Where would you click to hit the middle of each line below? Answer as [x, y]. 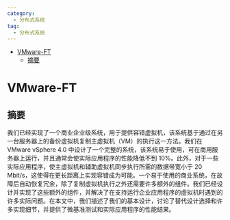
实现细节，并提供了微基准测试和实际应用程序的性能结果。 [94, 210]
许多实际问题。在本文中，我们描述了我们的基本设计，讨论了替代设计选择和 [112, 201]
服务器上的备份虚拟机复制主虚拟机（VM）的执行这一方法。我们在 [111, 141]
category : [21, 13]
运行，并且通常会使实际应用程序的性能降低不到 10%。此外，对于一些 [122, 159]
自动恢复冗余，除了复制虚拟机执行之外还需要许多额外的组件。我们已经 [118, 184]
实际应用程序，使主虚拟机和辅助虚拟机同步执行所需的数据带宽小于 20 [105, 167]
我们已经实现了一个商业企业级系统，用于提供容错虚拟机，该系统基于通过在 [112, 133]
